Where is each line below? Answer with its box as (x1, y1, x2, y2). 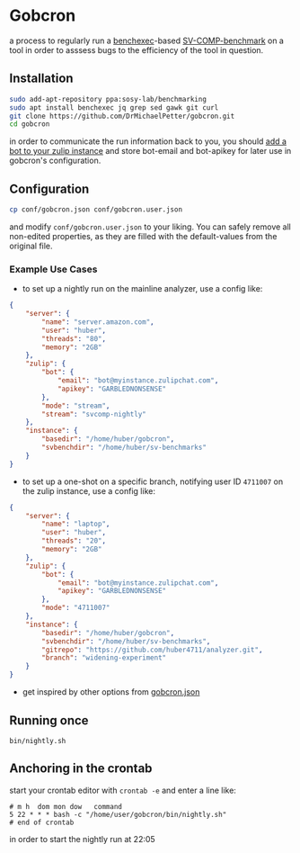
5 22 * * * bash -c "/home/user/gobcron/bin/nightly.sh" (9, 810, 227, 819)
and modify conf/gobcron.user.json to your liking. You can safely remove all (9, 221, 292, 232)
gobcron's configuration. (9, 155, 101, 166)
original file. (9, 240, 53, 251)
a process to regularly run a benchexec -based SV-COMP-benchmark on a (9, 35, 285, 46)
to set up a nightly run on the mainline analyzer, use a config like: (22, 283, 263, 294)
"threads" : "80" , (41, 334, 106, 343)
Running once (9, 713, 89, 728)
